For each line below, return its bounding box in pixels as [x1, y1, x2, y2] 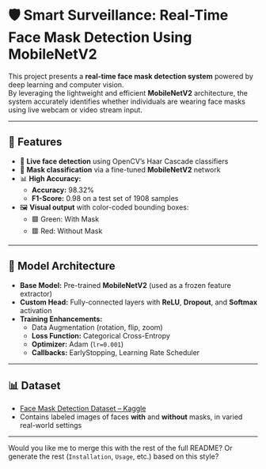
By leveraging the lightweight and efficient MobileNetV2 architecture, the [8, 88, 248, 97]
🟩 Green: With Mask [31, 214, 100, 224]
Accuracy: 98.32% [31, 185, 95, 195]
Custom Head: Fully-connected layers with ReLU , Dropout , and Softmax [19, 297, 258, 307]
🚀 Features [8, 135, 63, 149]
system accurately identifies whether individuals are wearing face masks [8, 96, 245, 106]
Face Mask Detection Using [8, 28, 192, 47]
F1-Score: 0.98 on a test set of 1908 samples [31, 193, 179, 202]
